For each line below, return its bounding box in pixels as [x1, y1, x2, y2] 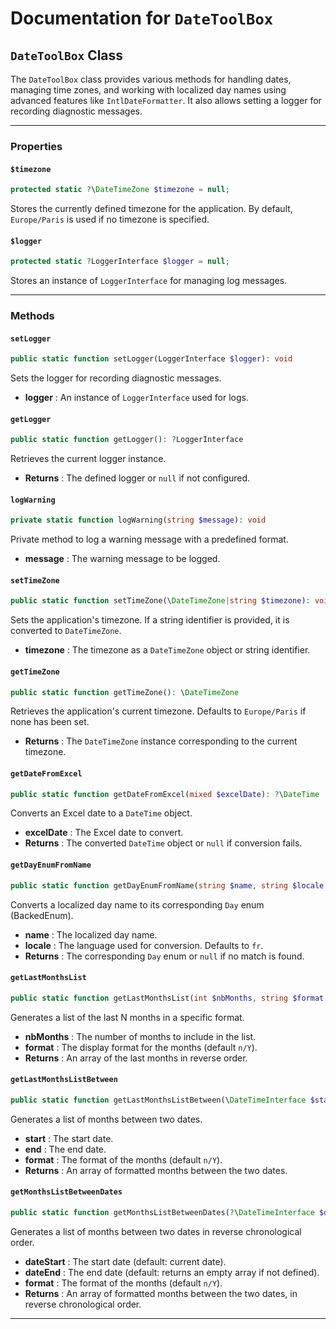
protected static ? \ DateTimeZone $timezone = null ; [10, 185, 230, 195]
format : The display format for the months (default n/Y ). [24, 1041, 258, 1053]
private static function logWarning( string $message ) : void [10, 515, 267, 526]
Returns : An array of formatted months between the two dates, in [24, 1287, 298, 1299]
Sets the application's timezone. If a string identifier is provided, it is [10, 614, 290, 626]
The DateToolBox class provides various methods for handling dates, [10, 73, 292, 85]
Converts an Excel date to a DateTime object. [10, 807, 193, 819]
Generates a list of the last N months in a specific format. [10, 1011, 245, 1023]
